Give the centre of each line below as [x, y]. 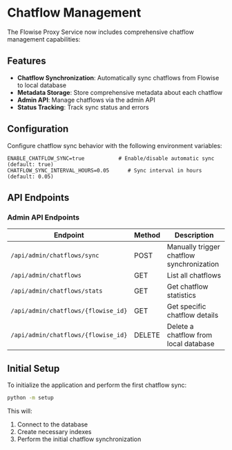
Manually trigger [193, 247]
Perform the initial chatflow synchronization [79, 439]
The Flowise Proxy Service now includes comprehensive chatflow [101, 32]
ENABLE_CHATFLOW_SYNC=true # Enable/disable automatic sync [111, 158]
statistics [182, 296]
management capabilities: [44, 39]
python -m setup [30, 398]
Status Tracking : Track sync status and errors [83, 107]
